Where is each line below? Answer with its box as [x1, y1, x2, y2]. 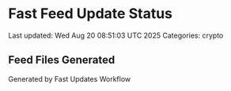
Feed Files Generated [8, 53, 116, 67]
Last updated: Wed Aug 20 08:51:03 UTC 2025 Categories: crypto [8, 31, 224, 40]
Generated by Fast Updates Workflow [8, 74, 131, 83]
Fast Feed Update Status [8, 5, 172, 23]
